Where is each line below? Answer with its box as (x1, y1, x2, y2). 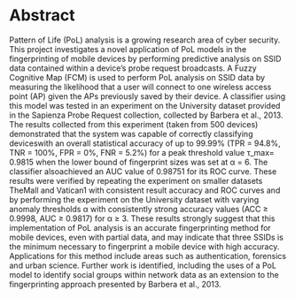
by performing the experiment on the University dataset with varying (9, 194, 260, 204)
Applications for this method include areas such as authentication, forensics (9, 250, 286, 261)
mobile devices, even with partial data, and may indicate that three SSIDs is (9, 232, 283, 242)
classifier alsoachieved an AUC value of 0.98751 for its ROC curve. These (9, 165, 277, 177)
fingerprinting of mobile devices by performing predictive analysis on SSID (9, 53, 282, 64)
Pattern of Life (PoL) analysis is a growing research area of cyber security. (9, 34, 281, 45)
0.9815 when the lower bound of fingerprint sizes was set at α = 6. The (9, 157, 268, 167)
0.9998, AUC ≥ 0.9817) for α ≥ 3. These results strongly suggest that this (9, 213, 276, 224)
